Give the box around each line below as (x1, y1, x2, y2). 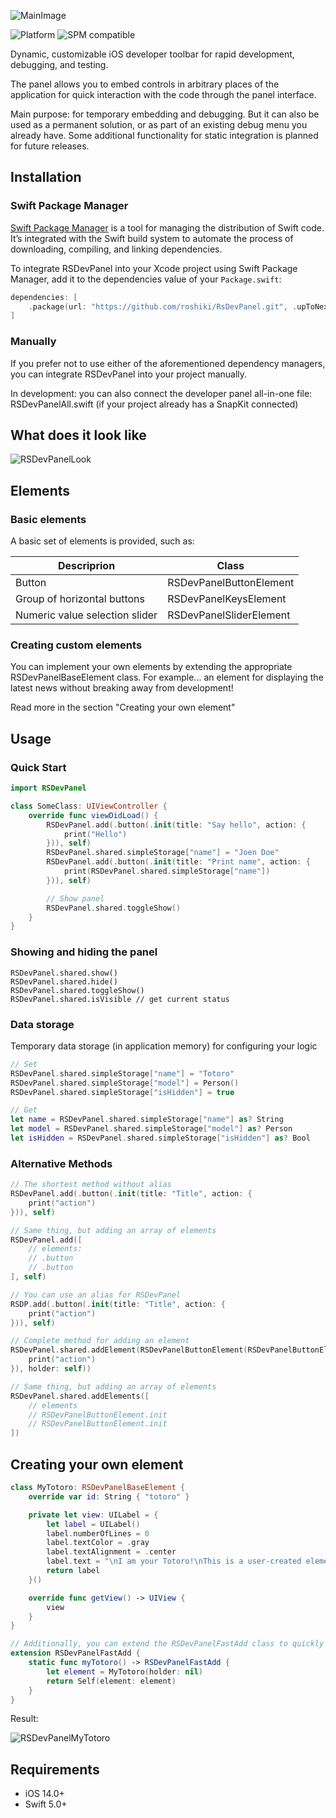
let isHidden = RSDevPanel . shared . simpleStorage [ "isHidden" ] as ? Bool (10, 1133, 311, 1144)
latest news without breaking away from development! (10, 682, 234, 694)
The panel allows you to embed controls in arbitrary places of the (10, 78, 280, 90)
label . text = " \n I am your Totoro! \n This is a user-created (46, 1556, 302, 1567)
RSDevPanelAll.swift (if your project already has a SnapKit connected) (10, 398, 299, 410)
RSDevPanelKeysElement (167, 592, 287, 606)
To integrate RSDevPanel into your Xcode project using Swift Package (10, 262, 298, 274)
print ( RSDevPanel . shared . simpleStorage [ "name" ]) (63, 866, 271, 877)
